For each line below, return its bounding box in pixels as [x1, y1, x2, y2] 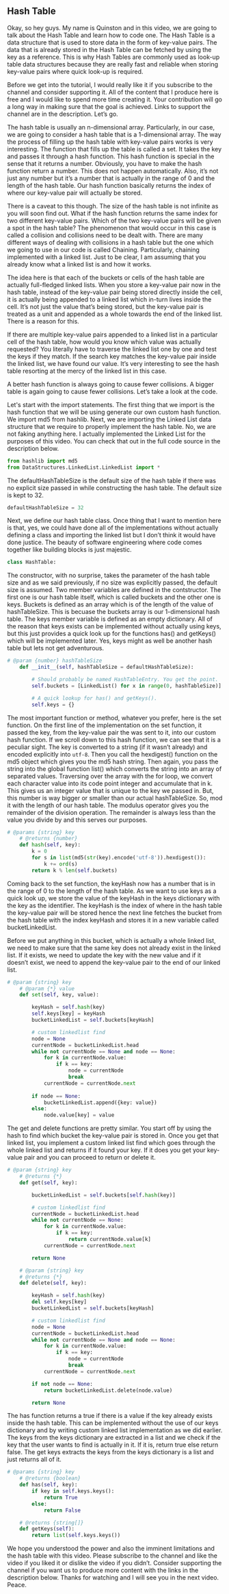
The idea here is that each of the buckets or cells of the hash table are [7, 273, 205, 282]
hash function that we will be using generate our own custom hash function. [7, 408, 221, 416]
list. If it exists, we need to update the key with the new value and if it [7, 951, 202, 959]
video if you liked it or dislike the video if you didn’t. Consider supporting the [7, 1559, 222, 1567]
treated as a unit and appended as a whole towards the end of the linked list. [7, 310, 223, 318]
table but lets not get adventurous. [7, 644, 105, 652]
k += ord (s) [43, 860, 78, 868]
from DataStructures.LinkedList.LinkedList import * [7, 464, 161, 471]
